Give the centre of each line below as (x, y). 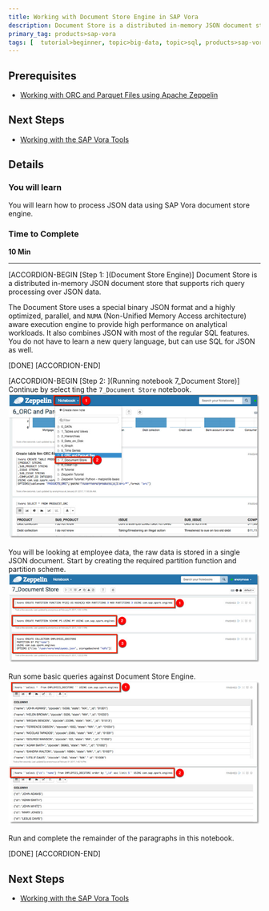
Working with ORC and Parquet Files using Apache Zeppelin (119, 95)
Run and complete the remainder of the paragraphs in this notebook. (121, 838)
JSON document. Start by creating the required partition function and (122, 560)
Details (26, 165)
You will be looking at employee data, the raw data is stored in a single (124, 552)
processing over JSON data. (55, 292)
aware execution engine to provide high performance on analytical (118, 324)
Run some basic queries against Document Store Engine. (102, 676)
